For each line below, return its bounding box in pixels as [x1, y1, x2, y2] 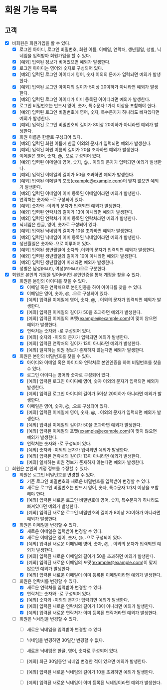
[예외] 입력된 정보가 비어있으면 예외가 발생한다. [19, 59, 111, 65]
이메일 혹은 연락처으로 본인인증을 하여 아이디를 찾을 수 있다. [26, 284, 143, 290]
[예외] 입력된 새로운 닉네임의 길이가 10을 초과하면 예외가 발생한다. [26, 669, 155, 675]
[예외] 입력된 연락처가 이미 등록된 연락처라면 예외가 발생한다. [19, 215, 138, 221]
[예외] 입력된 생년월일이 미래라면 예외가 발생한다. [19, 259, 115, 265]
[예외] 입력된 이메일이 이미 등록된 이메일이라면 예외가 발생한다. [19, 190, 142, 196]
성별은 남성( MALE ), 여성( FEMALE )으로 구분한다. [19, 265, 107, 271]
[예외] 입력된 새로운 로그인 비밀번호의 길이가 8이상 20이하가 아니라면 [26, 509, 161, 515]
